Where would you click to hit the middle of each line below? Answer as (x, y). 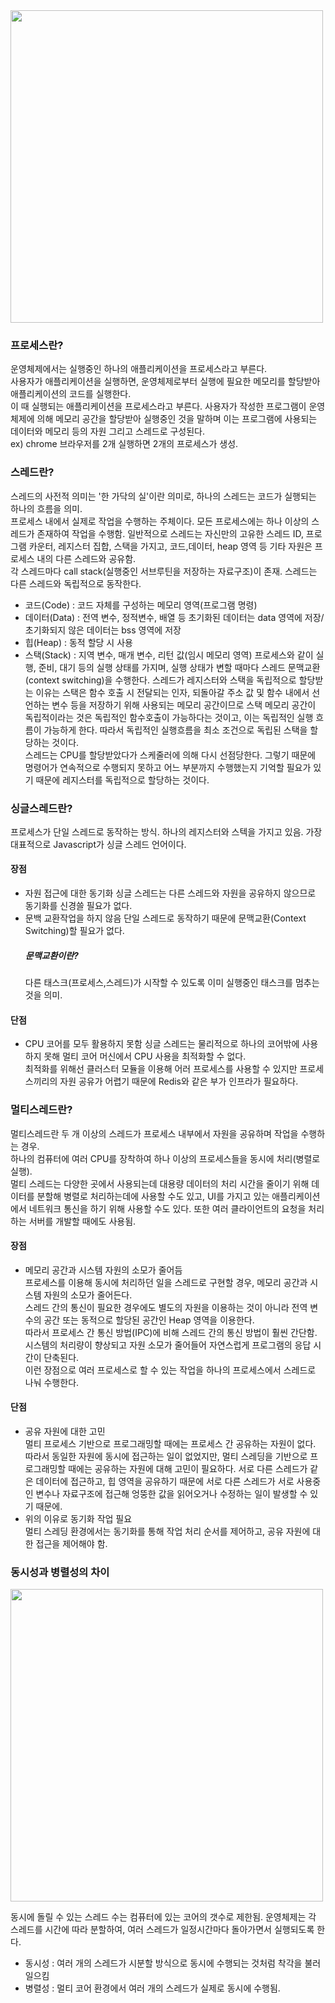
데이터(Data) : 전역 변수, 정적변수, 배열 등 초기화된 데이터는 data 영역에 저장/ (174, 617)
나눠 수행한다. (52, 1382)
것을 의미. (43, 995)
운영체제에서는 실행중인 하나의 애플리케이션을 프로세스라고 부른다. (139, 369)
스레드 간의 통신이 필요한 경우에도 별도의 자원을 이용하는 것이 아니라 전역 (166, 1307)
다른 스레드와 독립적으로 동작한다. (76, 583)
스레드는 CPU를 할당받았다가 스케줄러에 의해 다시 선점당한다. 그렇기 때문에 (170, 755)
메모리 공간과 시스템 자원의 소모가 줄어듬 (103, 1270)
